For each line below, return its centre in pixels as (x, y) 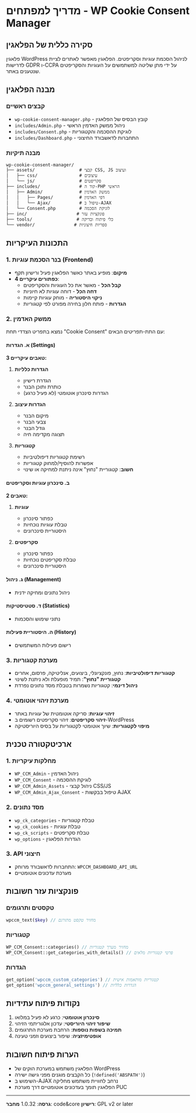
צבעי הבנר (35, 422)
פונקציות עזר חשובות (42, 891)
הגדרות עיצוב (30, 404)
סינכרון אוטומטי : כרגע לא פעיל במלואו (57, 1017)
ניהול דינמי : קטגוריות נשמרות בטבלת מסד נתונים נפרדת (76, 685)
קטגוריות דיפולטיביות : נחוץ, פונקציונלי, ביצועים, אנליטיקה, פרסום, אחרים (94, 673)
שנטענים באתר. (23, 71)
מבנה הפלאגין (31, 90)
